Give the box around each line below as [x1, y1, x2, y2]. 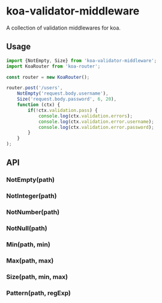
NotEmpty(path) [6, 176, 55, 184]
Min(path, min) [6, 240, 51, 248]
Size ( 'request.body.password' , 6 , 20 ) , [17, 96, 117, 102]
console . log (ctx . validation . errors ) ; [38, 113, 133, 119]
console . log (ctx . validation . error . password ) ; [38, 124, 154, 130]
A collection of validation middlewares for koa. [6, 24, 121, 31]
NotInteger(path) [6, 192, 57, 200]
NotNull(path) [6, 224, 47, 233]
